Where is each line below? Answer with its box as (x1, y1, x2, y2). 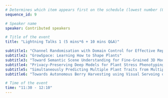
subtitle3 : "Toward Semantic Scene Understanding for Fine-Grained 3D (5, 57, 155, 62)
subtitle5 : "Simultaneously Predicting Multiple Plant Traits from (5, 67, 149, 72)
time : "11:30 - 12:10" (5, 85, 52, 90)
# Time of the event (5, 80, 48, 85)
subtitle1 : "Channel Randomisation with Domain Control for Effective (5, 48, 155, 53)
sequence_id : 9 (5, 12, 37, 17)
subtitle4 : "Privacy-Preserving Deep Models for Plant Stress (5, 62, 137, 67)
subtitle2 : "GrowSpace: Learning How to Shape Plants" (5, 53, 122, 58)
